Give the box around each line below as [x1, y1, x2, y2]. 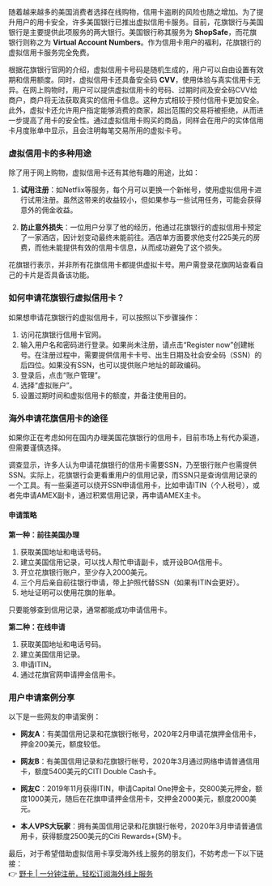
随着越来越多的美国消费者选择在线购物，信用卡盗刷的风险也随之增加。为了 [8, 7, 257, 16]
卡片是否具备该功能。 [22, 270, 94, 280]
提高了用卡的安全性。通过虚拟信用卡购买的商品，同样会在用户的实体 [22, 116, 249, 125]
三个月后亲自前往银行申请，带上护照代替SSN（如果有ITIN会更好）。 [19, 578, 244, 588]
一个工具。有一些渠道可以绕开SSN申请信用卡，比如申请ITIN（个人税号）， [8, 480, 253, 490]
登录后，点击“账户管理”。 [19, 370, 105, 379]
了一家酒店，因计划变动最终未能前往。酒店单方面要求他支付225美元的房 [19, 233, 261, 242]
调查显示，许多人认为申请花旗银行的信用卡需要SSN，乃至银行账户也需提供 [8, 460, 257, 469]
